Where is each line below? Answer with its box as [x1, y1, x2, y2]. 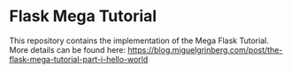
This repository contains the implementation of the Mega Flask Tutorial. [9, 35, 270, 46]
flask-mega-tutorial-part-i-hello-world [9, 54, 149, 64]
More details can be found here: [9, 44, 127, 55]
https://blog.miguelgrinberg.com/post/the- [127, 44, 283, 55]
